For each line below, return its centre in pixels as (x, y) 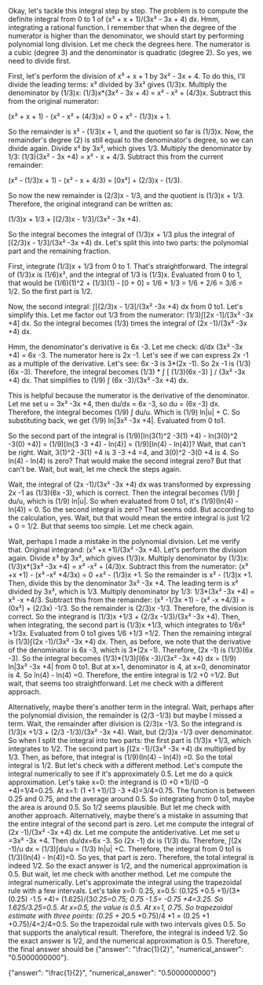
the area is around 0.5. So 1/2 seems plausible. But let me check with (119, 807)
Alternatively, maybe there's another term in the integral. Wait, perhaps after (131, 707)
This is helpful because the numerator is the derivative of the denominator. (129, 395)
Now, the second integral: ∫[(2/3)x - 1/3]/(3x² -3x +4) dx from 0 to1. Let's (126, 307)
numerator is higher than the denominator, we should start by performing (126, 36)
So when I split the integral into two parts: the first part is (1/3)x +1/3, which (130, 740)
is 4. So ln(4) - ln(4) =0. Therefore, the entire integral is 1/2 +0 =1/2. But (124, 675)
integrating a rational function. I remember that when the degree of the (122, 28)
